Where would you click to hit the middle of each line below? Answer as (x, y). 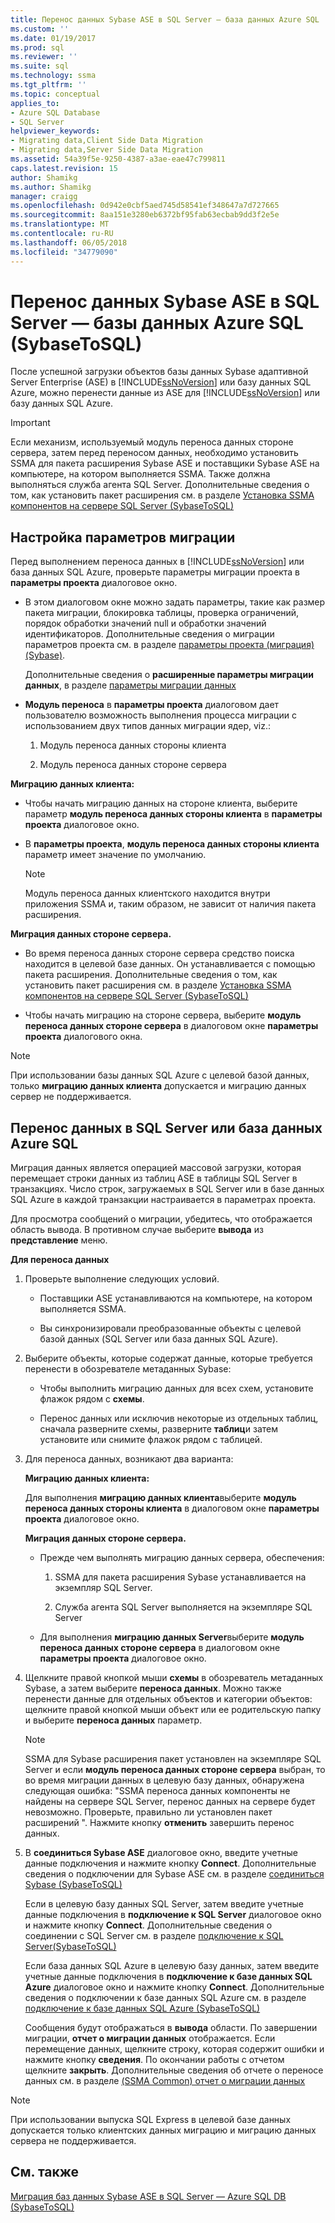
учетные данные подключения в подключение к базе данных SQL (168, 1977)
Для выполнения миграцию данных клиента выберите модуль (160, 1498)
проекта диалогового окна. (83, 1037)
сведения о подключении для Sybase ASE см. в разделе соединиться (174, 1874)
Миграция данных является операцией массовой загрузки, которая (156, 1168)
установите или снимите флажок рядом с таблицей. (151, 1440)
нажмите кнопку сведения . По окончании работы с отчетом (154, 2060)
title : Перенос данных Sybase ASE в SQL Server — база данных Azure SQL (165, 19)
